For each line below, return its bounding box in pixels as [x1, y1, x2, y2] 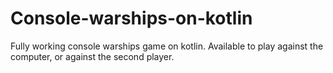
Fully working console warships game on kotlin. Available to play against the [10, 40, 324, 52]
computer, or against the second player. [10, 50, 175, 62]
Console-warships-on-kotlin [10, 7, 253, 30]
